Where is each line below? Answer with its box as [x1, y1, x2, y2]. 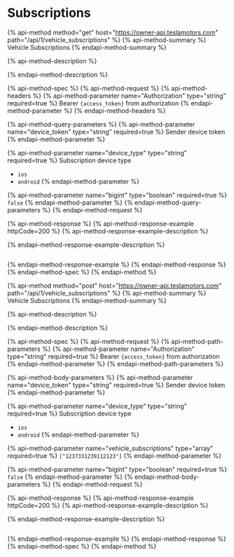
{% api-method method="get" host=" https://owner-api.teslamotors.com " [7, 28, 219, 37]
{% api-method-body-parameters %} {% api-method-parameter [7, 373, 193, 381]
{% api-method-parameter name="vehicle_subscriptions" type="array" [7, 444, 214, 452]
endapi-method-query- [134, 198, 202, 207]
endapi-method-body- [134, 473, 200, 481]
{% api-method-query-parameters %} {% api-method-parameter [7, 120, 195, 128]
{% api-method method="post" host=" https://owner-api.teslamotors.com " [7, 281, 222, 290]
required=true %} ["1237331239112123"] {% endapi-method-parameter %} [7, 452, 222, 460]
